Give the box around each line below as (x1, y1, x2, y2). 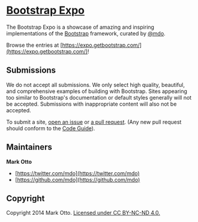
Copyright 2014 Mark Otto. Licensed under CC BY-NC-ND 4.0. (6, 209, 160, 217)
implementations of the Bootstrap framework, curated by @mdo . (6, 29, 166, 37)
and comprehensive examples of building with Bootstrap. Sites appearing (6, 88, 188, 95)
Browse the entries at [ (6, 41, 63, 49)
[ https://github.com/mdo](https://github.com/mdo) (14, 176, 140, 183)
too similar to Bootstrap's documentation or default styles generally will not (6, 94, 192, 101)
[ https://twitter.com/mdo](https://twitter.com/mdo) (14, 169, 140, 177)
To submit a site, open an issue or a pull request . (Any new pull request (6, 118, 182, 125)
